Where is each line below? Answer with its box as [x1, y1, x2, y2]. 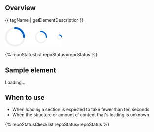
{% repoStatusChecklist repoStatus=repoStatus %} [5, 121, 110, 128]
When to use [5, 93, 45, 102]
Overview [5, 4, 36, 12]
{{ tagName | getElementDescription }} [5, 17, 84, 23]
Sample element [5, 66, 56, 75]
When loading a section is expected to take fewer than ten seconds [12, 106, 150, 113]
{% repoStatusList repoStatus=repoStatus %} [5, 51, 98, 57]
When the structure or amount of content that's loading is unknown [12, 112, 149, 118]
